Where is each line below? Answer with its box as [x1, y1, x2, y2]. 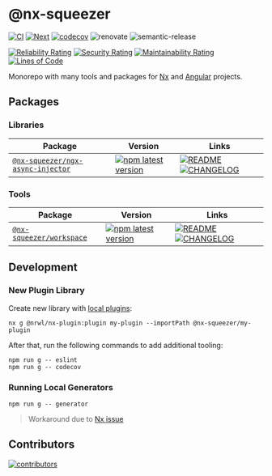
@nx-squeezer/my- [193, 319, 252, 327]
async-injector [12, 164, 71, 173]
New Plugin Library [8, 285, 85, 296]
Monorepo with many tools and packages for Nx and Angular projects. [8, 71, 243, 81]
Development [8, 261, 79, 274]
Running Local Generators [8, 381, 113, 393]
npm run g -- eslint [8, 355, 79, 364]
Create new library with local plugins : [8, 303, 133, 312]
